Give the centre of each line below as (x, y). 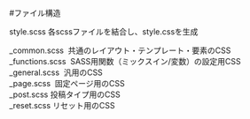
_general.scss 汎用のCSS (56, 72)
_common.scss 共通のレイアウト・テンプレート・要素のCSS (120, 50)
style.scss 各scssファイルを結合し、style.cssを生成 (104, 32)
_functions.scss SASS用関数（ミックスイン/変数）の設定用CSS (125, 61)
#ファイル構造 (35, 13)
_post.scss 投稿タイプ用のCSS (65, 94)
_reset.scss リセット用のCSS (62, 105)
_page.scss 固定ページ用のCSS (67, 83)
